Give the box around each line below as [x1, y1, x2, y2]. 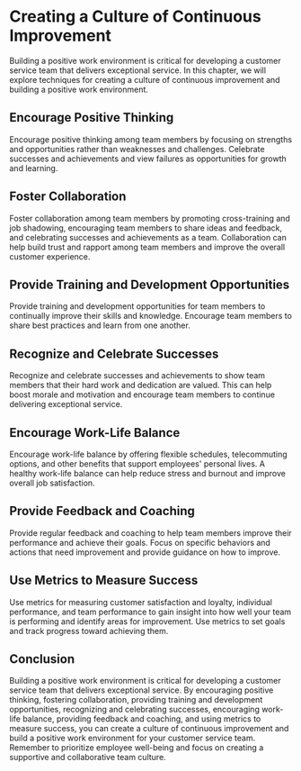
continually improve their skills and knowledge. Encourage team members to [9, 311, 292, 322]
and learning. [9, 162, 58, 173]
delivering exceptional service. [9, 399, 123, 410]
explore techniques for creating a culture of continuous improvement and [9, 74, 280, 85]
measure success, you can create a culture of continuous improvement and [9, 723, 289, 734]
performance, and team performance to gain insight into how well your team [9, 606, 292, 617]
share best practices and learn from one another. [9, 320, 190, 331]
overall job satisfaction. [9, 477, 96, 488]
